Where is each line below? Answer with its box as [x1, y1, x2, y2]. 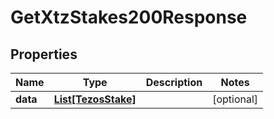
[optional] [212, 92, 259, 106]
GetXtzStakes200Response [10, 6, 248, 29]
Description [145, 76, 203, 89]
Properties [10, 46, 78, 63]
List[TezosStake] [53, 92, 137, 106]
